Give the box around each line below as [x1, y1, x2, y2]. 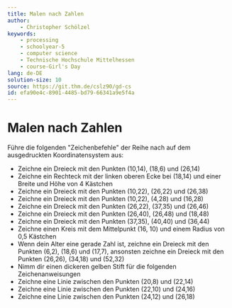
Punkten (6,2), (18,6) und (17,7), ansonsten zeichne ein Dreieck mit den [17, 247, 224, 256]
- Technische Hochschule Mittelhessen [20, 57, 135, 64]
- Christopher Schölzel [20, 23, 91, 30]
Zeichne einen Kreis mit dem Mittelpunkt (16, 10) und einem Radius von [17, 224, 225, 234]
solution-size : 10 [7, 76, 62, 84]
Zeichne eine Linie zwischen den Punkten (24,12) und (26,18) [17, 292, 195, 301]
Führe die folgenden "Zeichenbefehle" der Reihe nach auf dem [7, 143, 191, 152]
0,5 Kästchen [17, 232, 57, 241]
